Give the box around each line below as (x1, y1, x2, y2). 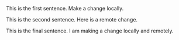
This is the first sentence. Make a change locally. (6, 5, 124, 12)
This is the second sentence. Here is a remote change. (6, 16, 138, 23)
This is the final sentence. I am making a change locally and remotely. (6, 27, 174, 34)
